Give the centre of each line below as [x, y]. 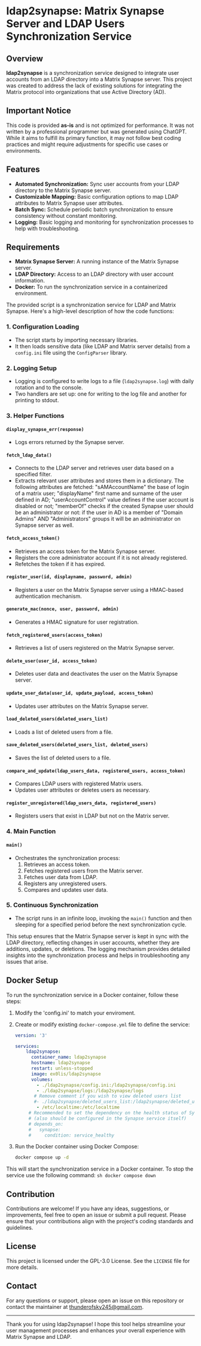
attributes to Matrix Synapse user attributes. [69, 203]
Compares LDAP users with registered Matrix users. [79, 784]
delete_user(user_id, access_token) [52, 661]
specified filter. [33, 475]
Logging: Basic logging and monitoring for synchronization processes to [104, 222]
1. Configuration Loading [43, 327]
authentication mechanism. [48, 596]
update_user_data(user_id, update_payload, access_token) [80, 693]
